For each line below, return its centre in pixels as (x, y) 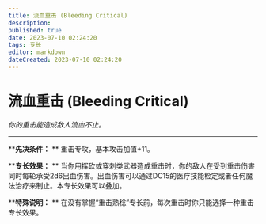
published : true (35, 30)
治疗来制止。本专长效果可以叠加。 (70, 185)
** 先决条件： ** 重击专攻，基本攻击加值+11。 (81, 149)
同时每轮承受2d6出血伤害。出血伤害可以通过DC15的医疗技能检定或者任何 (127, 176)
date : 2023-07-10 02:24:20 (53, 38)
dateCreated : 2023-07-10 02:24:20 (65, 60)
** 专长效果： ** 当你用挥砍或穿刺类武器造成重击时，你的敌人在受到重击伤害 (131, 165)
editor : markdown (37, 52)
